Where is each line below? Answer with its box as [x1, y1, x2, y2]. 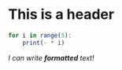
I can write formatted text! [8, 53, 94, 62]
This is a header [8, 6, 115, 24]
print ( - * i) [22, 39, 65, 46]
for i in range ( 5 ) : [8, 31, 72, 39]
